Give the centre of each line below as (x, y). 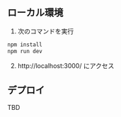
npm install (25, 45)
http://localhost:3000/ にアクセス (66, 65)
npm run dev (25, 51)
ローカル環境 (35, 13)
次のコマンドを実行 (46, 31)
